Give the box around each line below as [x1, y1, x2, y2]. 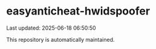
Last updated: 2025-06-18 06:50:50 [6, 24, 96, 31]
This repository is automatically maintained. [6, 36, 115, 43]
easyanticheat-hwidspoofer [6, 4, 150, 18]
